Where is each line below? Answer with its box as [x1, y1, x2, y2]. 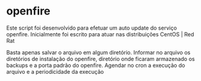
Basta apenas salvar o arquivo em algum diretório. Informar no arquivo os [6, 48, 191, 56]
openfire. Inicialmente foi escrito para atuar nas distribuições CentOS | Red [6, 30, 194, 37]
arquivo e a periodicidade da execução [6, 68, 104, 75]
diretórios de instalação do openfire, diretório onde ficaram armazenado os [6, 55, 195, 62]
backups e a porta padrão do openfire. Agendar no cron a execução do [6, 62, 186, 69]
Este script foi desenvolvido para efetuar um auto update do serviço [6, 24, 177, 31]
